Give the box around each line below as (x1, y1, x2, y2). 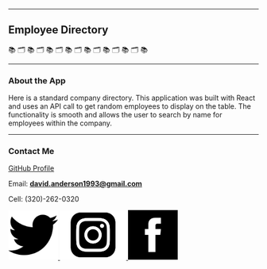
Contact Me (8, 146, 55, 157)
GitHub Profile (8, 163, 55, 173)
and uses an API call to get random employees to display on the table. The (8, 102, 252, 111)
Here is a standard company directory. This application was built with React (8, 93, 256, 103)
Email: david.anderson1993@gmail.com (8, 179, 143, 189)
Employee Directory (8, 23, 109, 37)
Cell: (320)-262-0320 (8, 194, 79, 204)
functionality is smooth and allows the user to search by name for (8, 110, 222, 120)
